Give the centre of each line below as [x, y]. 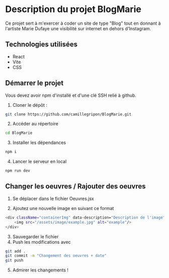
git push [14, 260]
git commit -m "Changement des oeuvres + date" [56, 256]
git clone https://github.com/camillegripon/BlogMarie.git [68, 114]
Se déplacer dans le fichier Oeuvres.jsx [53, 198]
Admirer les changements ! [40, 270]
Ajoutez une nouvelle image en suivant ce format [63, 208]
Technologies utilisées [41, 45]
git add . [16, 251]
